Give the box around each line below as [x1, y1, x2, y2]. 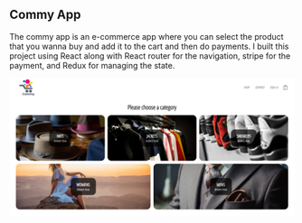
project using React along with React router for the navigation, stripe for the [9, 50, 291, 61]
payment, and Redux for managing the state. [9, 60, 175, 70]
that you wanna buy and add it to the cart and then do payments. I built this [9, 41, 289, 51]
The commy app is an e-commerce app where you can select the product [9, 31, 284, 42]
